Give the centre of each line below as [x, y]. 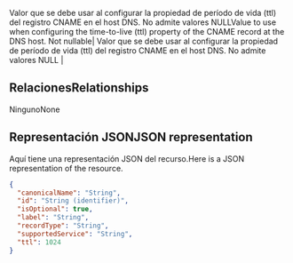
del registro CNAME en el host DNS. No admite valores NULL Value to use [143, 22]
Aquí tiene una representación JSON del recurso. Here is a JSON [127, 158]
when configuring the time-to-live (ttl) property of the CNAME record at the [147, 32]
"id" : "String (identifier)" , [73, 201]
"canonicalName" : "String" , [69, 193]
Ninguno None [35, 109]
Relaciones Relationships [79, 88]
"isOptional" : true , [55, 209]
